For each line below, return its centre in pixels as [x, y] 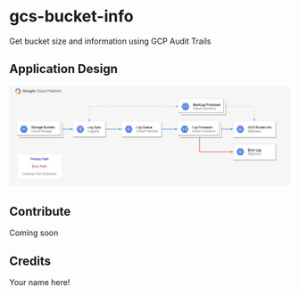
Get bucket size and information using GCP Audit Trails [110, 41]
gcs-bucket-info [71, 16]
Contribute [40, 211]
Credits [30, 261]
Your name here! [40, 282]
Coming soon [34, 233]
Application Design [64, 69]
